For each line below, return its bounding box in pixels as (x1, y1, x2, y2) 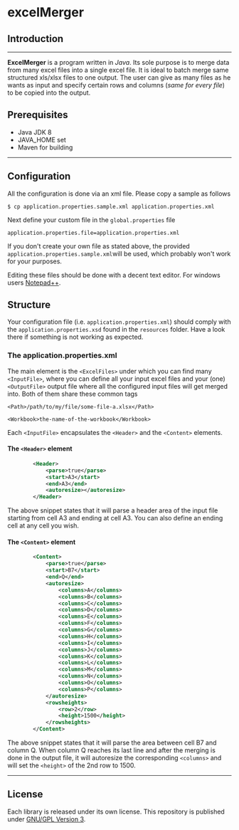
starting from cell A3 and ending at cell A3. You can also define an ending (7, 514, 223, 522)
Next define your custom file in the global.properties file (7, 215, 176, 224)
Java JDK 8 (17, 127, 52, 136)
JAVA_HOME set (17, 135, 66, 144)
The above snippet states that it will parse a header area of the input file (7, 506, 218, 515)
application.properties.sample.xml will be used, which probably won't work (7, 249, 231, 258)
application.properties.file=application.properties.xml (7, 229, 180, 236)
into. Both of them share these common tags (7, 389, 138, 398)
